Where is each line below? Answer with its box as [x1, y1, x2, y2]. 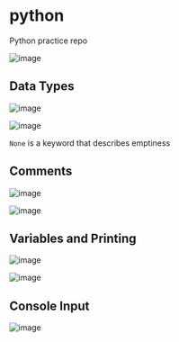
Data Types [9, 78, 75, 94]
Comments [9, 164, 73, 179]
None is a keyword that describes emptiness [9, 137, 171, 148]
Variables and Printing [9, 230, 137, 246]
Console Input [9, 298, 90, 313]
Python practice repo [9, 35, 88, 46]
